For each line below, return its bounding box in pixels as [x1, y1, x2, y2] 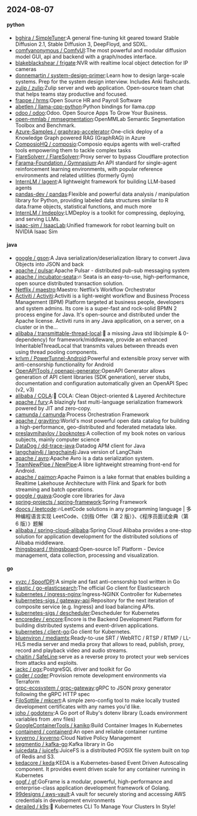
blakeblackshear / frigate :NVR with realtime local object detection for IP [15, 59, 188, 66]
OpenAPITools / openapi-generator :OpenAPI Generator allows [15, 367, 166, 374]
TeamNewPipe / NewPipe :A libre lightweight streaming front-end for [15, 461, 181, 468]
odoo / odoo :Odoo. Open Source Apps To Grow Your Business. [15, 109, 168, 116]
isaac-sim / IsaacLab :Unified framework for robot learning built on [15, 222, 175, 229]
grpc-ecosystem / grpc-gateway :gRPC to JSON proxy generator [15, 684, 171, 691]
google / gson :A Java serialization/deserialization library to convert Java [15, 254, 190, 261]
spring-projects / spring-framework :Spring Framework [15, 498, 147, 505]
